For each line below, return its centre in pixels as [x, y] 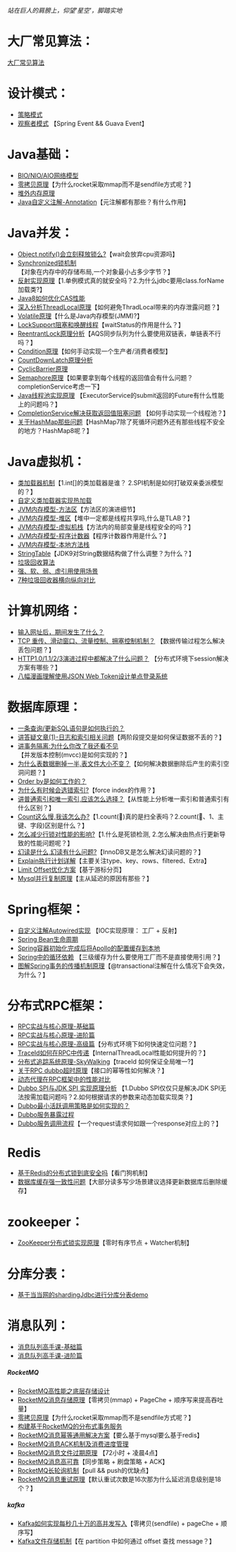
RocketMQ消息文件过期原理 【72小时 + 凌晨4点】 [89, 1453]
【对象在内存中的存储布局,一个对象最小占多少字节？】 [95, 271]
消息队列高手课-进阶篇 [50, 1356]
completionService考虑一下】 [60, 386]
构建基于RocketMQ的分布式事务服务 [70, 1426]
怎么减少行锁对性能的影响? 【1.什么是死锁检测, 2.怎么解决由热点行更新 [118, 834]
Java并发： [40, 233]
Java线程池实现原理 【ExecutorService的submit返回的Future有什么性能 [120, 395]
